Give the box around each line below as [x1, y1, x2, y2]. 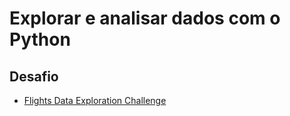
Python [9, 28, 71, 51]
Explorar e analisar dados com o [9, 7, 281, 30]
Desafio [9, 68, 59, 85]
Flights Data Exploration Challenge [23, 95, 167, 106]
